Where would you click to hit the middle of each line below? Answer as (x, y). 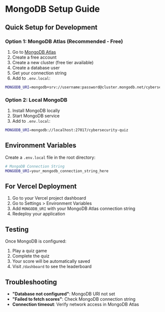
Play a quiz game (30, 251)
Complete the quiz (31, 256)
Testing (17, 229)
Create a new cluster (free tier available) (53, 62)
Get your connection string (39, 73)
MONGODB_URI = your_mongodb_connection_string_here (57, 171)
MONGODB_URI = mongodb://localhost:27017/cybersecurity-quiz (67, 130)
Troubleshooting (31, 282)
